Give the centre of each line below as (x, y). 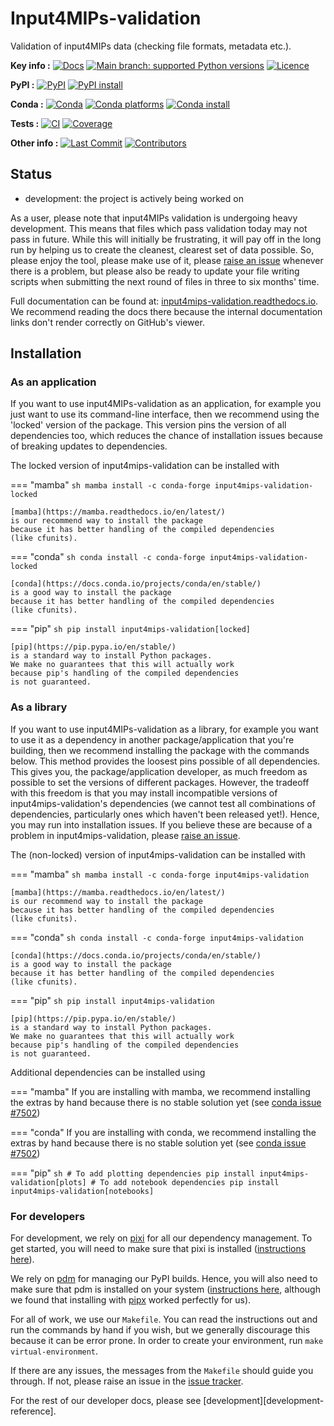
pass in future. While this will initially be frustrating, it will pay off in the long (166, 239)
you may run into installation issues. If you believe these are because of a (161, 824)
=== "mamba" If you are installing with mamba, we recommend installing (160, 1091)
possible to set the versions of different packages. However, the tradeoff (160, 782)
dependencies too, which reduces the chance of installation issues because (166, 436)
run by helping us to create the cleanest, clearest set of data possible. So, (162, 249)
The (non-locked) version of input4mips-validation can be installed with (158, 854)
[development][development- (264, 1401)
